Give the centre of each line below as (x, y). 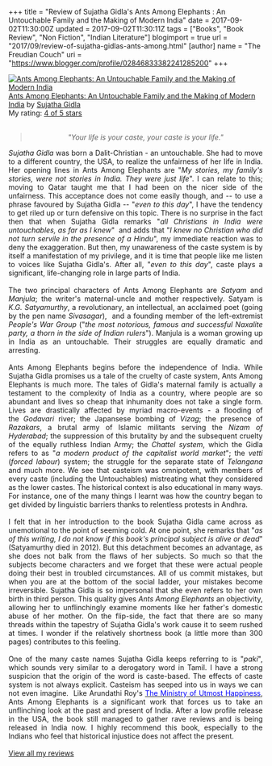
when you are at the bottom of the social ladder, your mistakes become (136, 582)
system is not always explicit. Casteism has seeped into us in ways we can (136, 684)
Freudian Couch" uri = (45, 54)
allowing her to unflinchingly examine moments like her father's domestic (136, 607)
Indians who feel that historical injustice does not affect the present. (121, 736)
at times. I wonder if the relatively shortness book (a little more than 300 (136, 633)
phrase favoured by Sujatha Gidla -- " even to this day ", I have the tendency (136, 204)
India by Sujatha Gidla (44, 105)
